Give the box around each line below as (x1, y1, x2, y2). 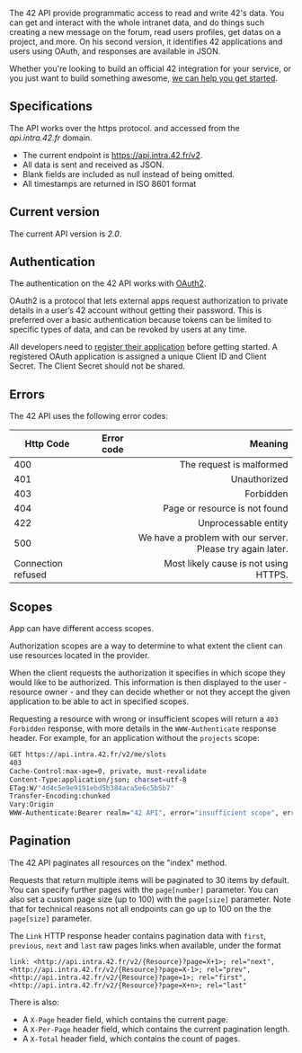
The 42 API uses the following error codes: (9, 411, 168, 422)
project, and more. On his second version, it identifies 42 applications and (9, 36, 283, 47)
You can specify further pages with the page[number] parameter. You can (9, 884, 279, 895)
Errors (9, 387, 45, 402)
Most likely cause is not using (164, 558, 289, 570)
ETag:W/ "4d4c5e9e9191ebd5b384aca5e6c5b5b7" (9, 783, 175, 792)
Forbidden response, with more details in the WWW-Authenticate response (9, 723, 277, 734)
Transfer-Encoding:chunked (9, 791, 111, 801)
